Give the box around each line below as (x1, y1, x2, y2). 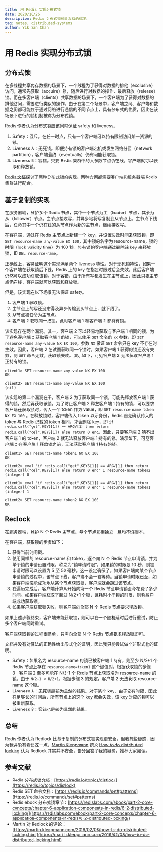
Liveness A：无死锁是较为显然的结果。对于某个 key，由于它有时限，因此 (12, 688, 157, 693)
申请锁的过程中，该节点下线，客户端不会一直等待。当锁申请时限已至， (12, 573, 153, 579)
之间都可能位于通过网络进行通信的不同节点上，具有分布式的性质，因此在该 (9, 106, 158, 112)
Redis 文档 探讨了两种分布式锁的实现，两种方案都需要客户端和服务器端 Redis (5, 174, 157, 180)
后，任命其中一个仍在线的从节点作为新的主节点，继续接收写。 (5, 222, 129, 228)
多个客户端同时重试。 (5, 621, 48, 626)
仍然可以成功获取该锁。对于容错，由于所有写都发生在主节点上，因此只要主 (5, 273, 154, 279)
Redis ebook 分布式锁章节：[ (12, 799, 70, 805)
